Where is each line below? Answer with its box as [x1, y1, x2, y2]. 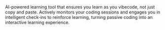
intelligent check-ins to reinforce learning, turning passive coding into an [5, 15, 153, 20]
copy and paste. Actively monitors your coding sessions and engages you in [5, 9, 161, 15]
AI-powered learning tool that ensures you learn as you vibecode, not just [5, 4, 155, 10]
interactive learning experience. [5, 19, 70, 25]
